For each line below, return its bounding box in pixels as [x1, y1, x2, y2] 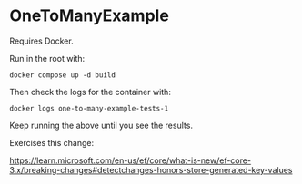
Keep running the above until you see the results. [9, 120, 194, 131]
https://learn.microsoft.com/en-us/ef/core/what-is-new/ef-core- [9, 155, 252, 166]
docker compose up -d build [9, 70, 116, 80]
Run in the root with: [9, 53, 86, 63]
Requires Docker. [9, 35, 75, 46]
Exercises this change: [9, 137, 94, 148]
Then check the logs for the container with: [9, 86, 171, 97]
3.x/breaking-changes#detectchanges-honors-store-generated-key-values [9, 164, 293, 175]
